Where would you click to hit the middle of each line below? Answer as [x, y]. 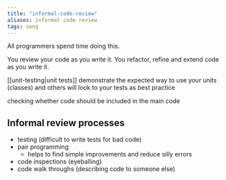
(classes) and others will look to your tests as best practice [91, 88]
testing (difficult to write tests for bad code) [79, 140]
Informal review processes [66, 123]
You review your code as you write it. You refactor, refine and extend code [113, 60]
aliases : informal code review [52, 20]
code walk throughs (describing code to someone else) [96, 169]
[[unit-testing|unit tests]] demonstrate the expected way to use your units [112, 80]
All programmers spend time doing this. [63, 46]
